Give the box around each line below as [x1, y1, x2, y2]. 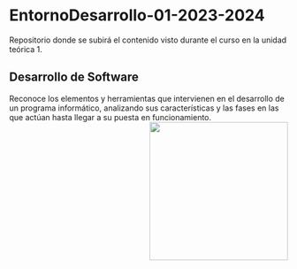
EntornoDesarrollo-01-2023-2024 [9, 5, 265, 26]
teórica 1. [9, 43, 42, 54]
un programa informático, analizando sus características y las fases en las [9, 103, 279, 113]
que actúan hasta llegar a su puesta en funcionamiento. [9, 111, 212, 122]
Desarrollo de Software [9, 70, 140, 85]
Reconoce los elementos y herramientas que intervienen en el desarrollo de [9, 93, 285, 104]
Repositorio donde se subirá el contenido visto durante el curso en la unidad [9, 35, 287, 45]
